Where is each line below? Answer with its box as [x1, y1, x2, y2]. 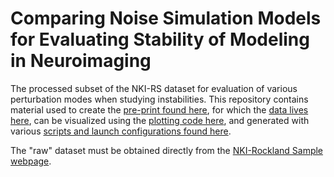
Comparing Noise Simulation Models [10, 7, 322, 30]
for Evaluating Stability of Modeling [10, 28, 310, 51]
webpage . [10, 155, 52, 167]
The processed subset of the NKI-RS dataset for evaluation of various [10, 82, 298, 94]
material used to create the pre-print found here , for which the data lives [10, 103, 309, 116]
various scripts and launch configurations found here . [10, 125, 232, 137]
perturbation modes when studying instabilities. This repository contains [10, 93, 309, 105]
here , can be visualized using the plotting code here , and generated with [10, 114, 310, 126]
